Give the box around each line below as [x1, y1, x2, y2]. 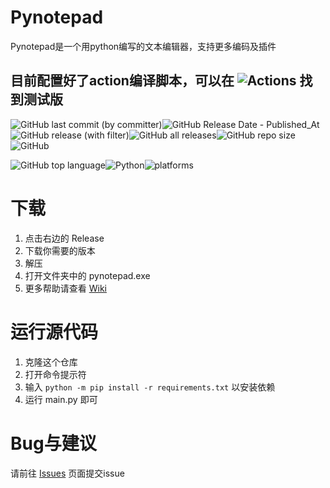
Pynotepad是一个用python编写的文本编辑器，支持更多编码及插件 [10, 40, 277, 52]
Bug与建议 [10, 432, 97, 455]
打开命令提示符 [24, 368, 87, 380]
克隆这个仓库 [24, 356, 78, 368]
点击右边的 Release [24, 232, 105, 244]
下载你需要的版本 [24, 244, 96, 256]
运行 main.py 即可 [24, 393, 98, 405]
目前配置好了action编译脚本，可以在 [10, 72, 235, 90]
